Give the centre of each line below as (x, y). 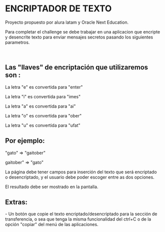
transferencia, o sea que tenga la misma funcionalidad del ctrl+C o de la (78, 219)
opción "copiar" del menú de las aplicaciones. (52, 225)
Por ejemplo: (25, 141)
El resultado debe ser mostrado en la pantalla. (52, 187)
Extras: (16, 202)
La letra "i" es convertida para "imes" (43, 96)
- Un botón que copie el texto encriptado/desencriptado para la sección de (81, 214)
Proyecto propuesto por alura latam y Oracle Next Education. (67, 22)
